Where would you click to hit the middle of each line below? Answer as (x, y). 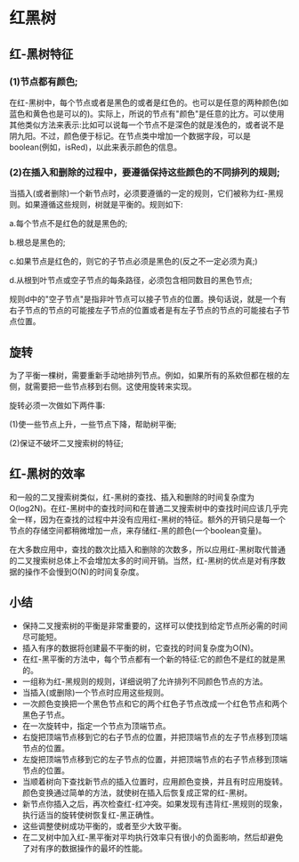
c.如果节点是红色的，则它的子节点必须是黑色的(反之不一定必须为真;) (133, 261)
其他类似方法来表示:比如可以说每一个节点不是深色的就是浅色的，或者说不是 (147, 125)
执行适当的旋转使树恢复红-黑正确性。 (90, 815)
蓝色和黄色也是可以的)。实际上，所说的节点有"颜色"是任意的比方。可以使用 (147, 113)
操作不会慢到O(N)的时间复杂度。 (84, 572)
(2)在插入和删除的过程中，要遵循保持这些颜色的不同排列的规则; (145, 172)
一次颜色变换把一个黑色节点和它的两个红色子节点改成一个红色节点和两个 (154, 703)
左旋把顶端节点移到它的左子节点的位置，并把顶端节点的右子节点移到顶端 (154, 759)
